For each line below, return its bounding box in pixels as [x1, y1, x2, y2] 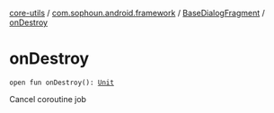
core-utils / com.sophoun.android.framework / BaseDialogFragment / [9, 8, 265, 18]
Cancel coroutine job [9, 93, 87, 104]
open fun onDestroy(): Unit [9, 78, 115, 87]
